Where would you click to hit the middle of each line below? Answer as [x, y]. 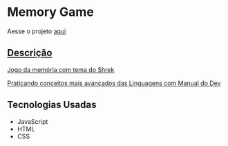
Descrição [30, 53]
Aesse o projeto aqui [37, 31]
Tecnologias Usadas [52, 105]
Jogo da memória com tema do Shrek [61, 69]
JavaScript [32, 121]
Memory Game [51, 12]
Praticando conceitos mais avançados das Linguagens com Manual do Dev [114, 83]
